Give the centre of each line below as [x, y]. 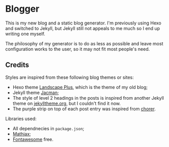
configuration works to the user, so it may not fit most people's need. [78, 49]
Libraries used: [21, 119]
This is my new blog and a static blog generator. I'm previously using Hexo [83, 23]
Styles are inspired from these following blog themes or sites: [69, 77]
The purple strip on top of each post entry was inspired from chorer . [84, 109]
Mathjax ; [22, 134]
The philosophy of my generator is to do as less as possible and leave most [84, 43]
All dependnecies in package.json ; [48, 128]
